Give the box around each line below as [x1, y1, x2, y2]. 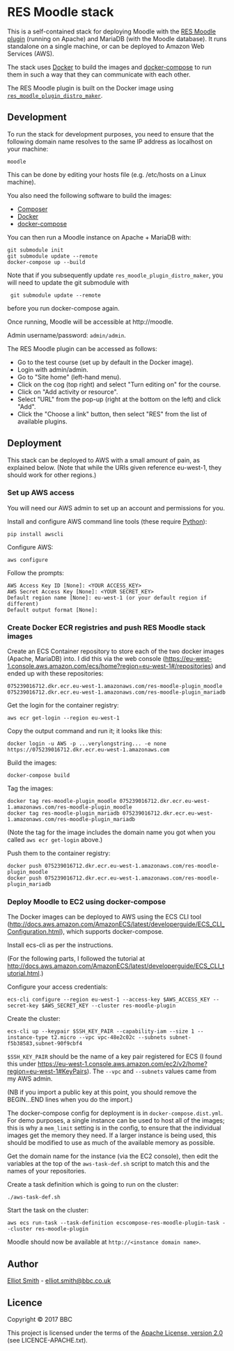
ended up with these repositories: [7, 669, 104, 678]
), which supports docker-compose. [60, 928, 164, 936]
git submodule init [7, 247, 64, 253]
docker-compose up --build [7, 258, 86, 265]
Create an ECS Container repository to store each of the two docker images [7, 647, 224, 655]
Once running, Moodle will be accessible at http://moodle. [7, 318, 174, 326]
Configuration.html [7, 928, 61, 936]
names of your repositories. [7, 1167, 87, 1176]
